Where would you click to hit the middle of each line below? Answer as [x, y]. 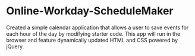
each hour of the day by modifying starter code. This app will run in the [93, 33]
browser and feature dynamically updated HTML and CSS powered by [92, 40]
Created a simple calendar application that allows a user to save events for [97, 27]
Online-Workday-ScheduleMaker [90, 11]
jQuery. [15, 46]
